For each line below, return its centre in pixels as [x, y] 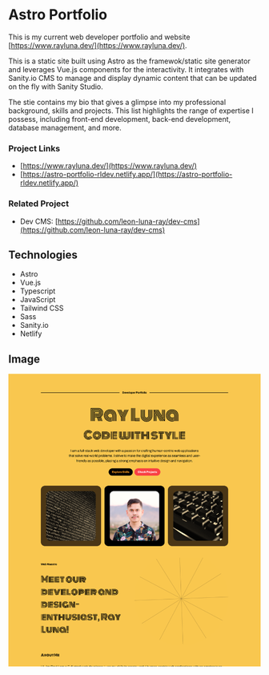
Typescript [38, 291]
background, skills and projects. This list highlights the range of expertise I [131, 111]
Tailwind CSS [42, 308]
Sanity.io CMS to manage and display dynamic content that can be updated [133, 78]
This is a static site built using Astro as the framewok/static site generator [129, 61]
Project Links [34, 148]
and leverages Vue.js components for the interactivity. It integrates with [126, 69]
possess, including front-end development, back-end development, [120, 119]
